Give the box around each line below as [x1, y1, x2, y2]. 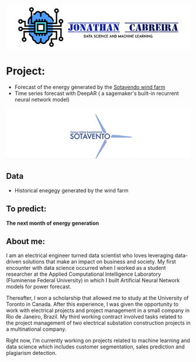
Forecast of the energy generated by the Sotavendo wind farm [14, 84, 166, 91]
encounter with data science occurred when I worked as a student [6, 265, 166, 272]
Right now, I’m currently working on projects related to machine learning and [6, 337, 190, 344]
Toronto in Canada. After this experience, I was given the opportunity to [6, 301, 179, 308]
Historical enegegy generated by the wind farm [14, 187, 129, 194]
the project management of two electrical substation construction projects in [6, 319, 191, 327]
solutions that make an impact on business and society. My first [22, 258, 177, 265]
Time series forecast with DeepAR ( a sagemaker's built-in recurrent [14, 90, 179, 97]
